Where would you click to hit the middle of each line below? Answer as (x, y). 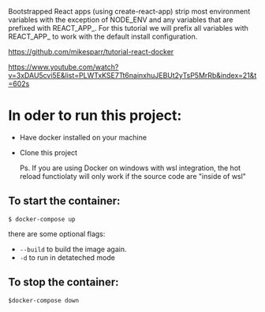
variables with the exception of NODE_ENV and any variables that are (121, 20)
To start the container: (64, 201)
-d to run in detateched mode (67, 257)
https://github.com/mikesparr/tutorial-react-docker (91, 52)
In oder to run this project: (95, 115)
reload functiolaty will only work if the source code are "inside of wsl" (133, 176)
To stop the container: (63, 282)
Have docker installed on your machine (83, 137)
